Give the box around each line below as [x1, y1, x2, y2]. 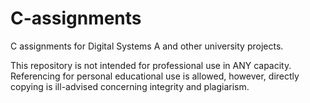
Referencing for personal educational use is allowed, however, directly [10, 70, 300, 82]
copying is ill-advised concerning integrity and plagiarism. [10, 80, 250, 92]
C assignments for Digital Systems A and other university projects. [10, 40, 284, 52]
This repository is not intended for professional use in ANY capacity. [10, 59, 292, 71]
